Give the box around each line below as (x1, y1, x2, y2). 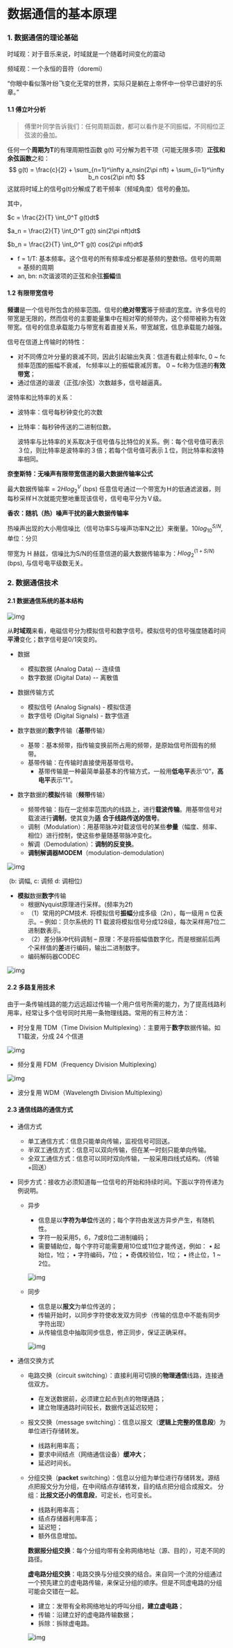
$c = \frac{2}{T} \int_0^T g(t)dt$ (7, 213, 100, 221)
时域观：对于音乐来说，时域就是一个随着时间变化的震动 (7, 50, 165, 58)
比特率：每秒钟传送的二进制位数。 (17, 423, 115, 431)
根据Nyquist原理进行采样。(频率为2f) (27, 900, 133, 909)
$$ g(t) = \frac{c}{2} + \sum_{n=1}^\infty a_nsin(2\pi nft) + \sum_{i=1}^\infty (8, 165, 225, 173)
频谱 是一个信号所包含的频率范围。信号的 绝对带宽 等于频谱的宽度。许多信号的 (7, 305, 226, 314)
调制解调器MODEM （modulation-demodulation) (27, 849, 165, 857)
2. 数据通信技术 (7, 578, 59, 588)
